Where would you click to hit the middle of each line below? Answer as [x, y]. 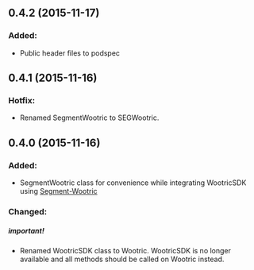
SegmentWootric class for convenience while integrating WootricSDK [133, 183]
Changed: [28, 211]
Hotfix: [22, 100]
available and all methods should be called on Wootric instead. [122, 259]
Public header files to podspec [70, 53]
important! [27, 230]
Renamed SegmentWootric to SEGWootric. [89, 118]
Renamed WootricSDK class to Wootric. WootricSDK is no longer [125, 250]
